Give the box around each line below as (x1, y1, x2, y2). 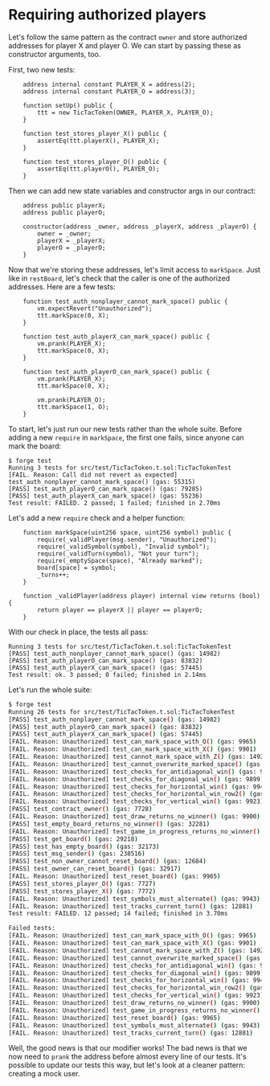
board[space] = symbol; (37, 563, 117, 572)
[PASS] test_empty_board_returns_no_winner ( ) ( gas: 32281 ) (8, 820, 211, 828)
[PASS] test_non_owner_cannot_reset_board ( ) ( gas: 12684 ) (8, 858, 207, 866)
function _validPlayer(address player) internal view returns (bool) (22, 592, 261, 600)
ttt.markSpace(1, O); (37, 403, 110, 411)
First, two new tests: (8, 64, 76, 74)
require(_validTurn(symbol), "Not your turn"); (37, 549, 199, 558)
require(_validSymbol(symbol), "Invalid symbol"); (37, 543, 211, 551)
